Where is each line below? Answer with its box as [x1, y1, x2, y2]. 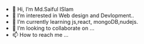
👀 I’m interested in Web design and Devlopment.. [12, 12, 135, 19]
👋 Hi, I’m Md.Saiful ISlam [12, 6, 74, 12]
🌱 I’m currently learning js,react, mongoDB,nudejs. [12, 18, 139, 25]
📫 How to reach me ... [12, 32, 69, 38]
